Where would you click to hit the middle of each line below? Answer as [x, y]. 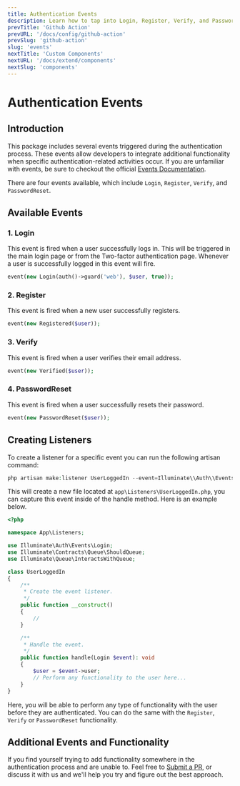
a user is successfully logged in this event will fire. [81, 264]
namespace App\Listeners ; [46, 533]
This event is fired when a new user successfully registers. [94, 311]
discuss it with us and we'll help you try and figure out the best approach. [115, 775]
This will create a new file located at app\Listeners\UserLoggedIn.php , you [116, 492]
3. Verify [22, 342]
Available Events [45, 213]
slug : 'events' [30, 47]
